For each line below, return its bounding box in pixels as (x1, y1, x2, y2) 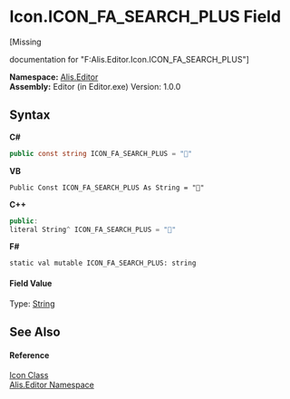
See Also (9, 324, 61, 339)
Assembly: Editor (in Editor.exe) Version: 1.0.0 (9, 81, 181, 92)
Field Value (9, 277, 53, 288)
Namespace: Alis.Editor (9, 71, 99, 83)
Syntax (9, 107, 51, 123)
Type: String (9, 297, 55, 309)
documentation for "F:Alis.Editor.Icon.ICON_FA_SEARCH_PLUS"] (9, 54, 249, 64)
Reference (9, 349, 50, 360)
